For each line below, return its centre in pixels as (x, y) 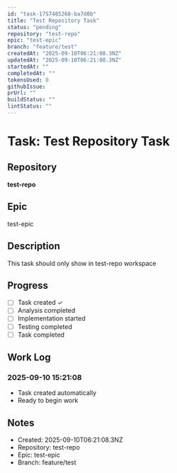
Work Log (29, 358)
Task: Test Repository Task (88, 141)
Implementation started (52, 318)
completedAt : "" (31, 73)
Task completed (41, 335)
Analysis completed (46, 311)
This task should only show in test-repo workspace (82, 263)
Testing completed (45, 326)
